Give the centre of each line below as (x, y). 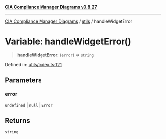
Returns (18, 121)
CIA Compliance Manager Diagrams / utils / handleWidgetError (69, 21)
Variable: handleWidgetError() (68, 41)
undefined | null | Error (29, 105)
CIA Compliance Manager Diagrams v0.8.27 (51, 7)
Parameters (23, 80)
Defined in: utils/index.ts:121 (34, 64)
